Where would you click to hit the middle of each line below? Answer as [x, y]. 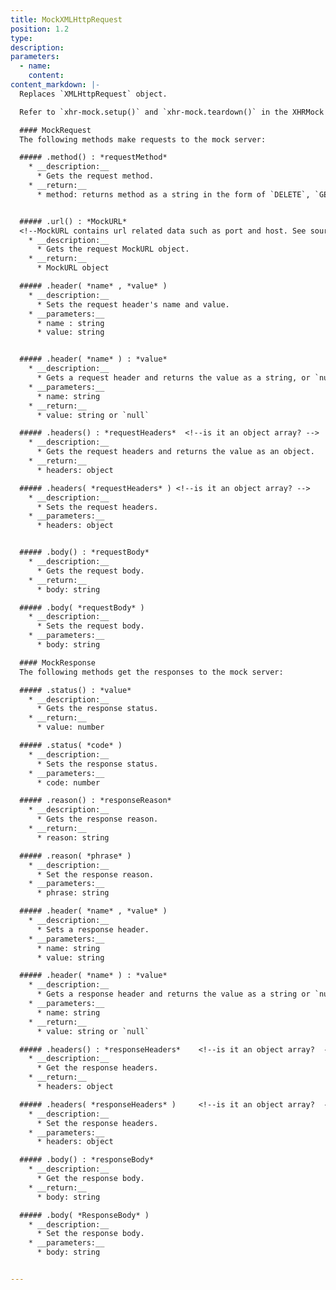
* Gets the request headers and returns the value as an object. [175, 452]
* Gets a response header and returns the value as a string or [173, 994]
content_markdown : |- [55, 85]
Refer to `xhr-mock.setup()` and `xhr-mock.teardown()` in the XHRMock [172, 112]
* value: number [70, 727]
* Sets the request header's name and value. [133, 304]
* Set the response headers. [97, 1123]
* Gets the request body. [90, 571]
